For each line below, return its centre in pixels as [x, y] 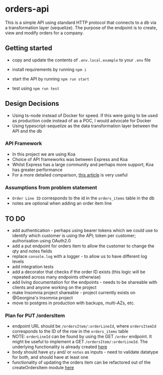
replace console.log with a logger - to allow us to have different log [80, 256]
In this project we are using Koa [44, 154]
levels [18, 261]
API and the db [27, 131]
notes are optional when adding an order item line [62, 203]
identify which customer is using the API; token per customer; [74, 236]
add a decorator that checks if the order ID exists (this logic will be [79, 272]
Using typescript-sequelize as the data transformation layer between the [85, 126]
